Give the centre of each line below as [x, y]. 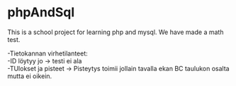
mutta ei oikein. [30, 76]
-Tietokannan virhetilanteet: [48, 53]
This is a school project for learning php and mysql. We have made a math [116, 32]
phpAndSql [41, 12]
